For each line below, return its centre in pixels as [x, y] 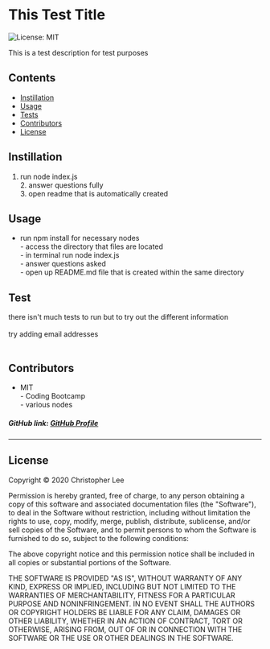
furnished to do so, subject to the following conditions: [98, 538]
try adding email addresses [53, 334]
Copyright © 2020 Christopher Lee [66, 480]
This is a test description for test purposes [78, 52]
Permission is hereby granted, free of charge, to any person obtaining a [127, 495]
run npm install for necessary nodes [80, 238]
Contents [32, 78]
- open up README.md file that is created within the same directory [132, 272]
